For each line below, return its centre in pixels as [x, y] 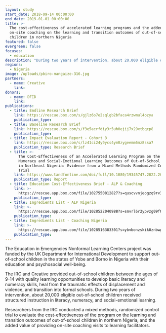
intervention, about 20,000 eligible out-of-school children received [73, 295]
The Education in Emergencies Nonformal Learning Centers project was [78, 248]
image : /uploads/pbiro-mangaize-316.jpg [47, 74]
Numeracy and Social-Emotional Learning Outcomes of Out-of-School [89, 161]
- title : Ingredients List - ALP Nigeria [53, 202]
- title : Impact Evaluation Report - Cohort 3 [58, 138]
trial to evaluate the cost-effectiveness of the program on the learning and [81, 315]
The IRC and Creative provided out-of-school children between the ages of [82, 274]
